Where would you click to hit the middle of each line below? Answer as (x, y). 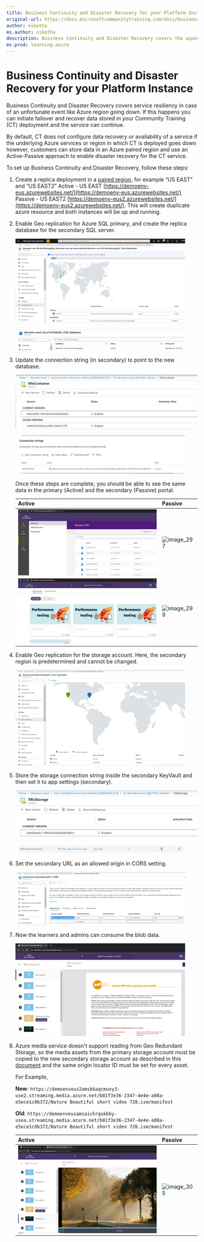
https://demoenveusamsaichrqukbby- (72, 1114)
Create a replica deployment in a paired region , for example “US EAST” (104, 179)
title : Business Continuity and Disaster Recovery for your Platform (96, 13)
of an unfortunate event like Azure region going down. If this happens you (98, 112)
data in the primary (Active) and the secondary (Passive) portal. (95, 490)
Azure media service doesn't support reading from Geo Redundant (98, 1046)
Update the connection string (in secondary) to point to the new (95, 360)
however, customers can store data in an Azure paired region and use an (97, 149)
